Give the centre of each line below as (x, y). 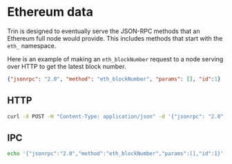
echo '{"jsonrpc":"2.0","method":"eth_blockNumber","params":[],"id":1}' (116, 154)
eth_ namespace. (32, 45)
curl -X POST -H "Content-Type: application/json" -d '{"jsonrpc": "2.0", (117, 116)
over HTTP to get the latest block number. (67, 66)
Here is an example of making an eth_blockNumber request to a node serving (115, 59)
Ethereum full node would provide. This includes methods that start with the (115, 38)
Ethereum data (50, 12)
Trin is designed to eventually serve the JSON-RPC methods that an (104, 31)
